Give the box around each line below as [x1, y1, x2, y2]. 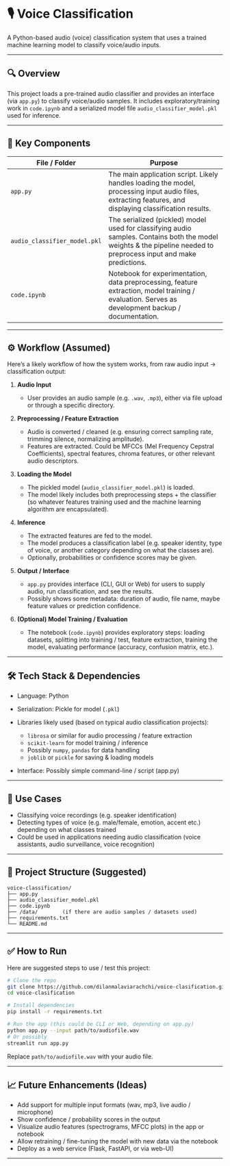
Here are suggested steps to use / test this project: [7, 963, 151, 972]
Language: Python [16, 692, 69, 700]
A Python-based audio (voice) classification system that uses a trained [7, 33, 207, 42]
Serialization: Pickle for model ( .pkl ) [16, 705, 120, 713]
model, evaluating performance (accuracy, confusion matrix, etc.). [27, 643, 214, 651]
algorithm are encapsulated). [27, 505, 109, 514]
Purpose [149, 157, 179, 167]
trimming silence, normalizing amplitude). [27, 435, 144, 443]
